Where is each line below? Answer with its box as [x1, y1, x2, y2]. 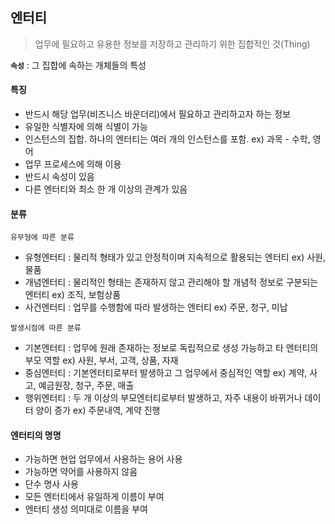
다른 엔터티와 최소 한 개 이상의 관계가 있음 [24, 183, 188, 195]
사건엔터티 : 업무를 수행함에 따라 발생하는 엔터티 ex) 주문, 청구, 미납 [24, 301, 288, 313]
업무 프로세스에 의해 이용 [24, 158, 122, 170]
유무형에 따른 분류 [10, 233, 75, 243]
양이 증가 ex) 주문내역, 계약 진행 [35, 404, 161, 417]
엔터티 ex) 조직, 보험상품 [24, 289, 122, 301]
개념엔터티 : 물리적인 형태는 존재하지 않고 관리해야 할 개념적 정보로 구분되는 [24, 276, 319, 288]
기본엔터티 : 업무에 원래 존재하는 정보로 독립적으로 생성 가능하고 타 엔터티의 [24, 342, 319, 354]
